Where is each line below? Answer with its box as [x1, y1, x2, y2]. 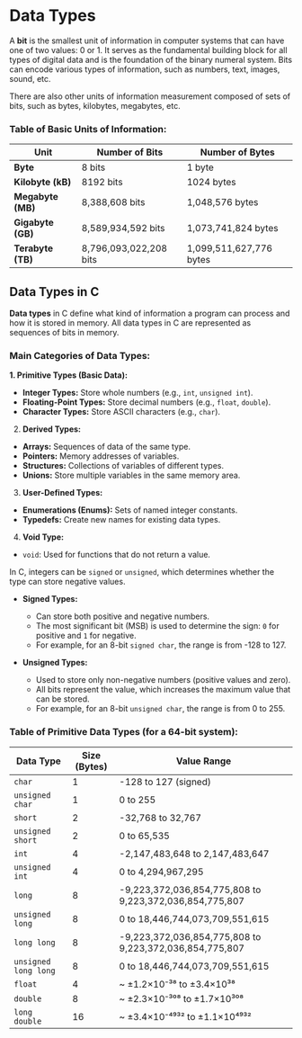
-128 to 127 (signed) [119, 775, 211, 788]
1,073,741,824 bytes [186, 222, 279, 235]
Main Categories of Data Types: [9, 349, 151, 362]
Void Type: [22, 532, 65, 542]
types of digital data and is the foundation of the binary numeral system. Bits [9, 54, 293, 65]
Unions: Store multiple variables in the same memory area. [22, 470, 241, 481]
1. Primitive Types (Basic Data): [9, 370, 129, 380]
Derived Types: [22, 424, 82, 434]
